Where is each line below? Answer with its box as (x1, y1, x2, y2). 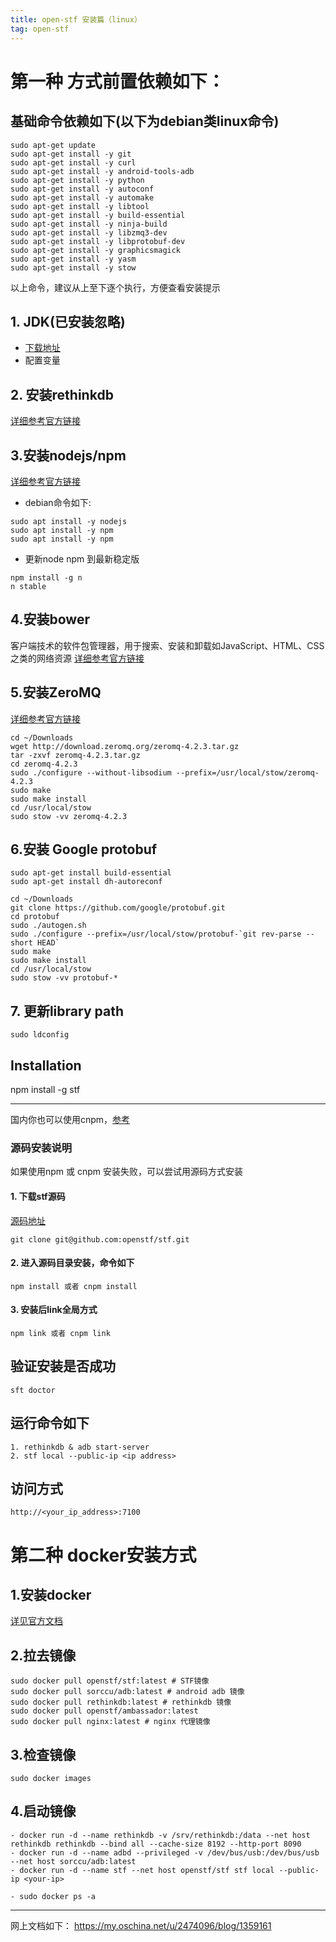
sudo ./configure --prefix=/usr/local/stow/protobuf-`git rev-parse (10, 929, 302, 940)
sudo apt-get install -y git (10, 149, 132, 159)
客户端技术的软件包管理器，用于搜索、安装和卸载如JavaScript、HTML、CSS (10, 639, 325, 651)
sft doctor (10, 1385, 56, 1395)
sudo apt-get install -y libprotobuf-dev (10, 236, 186, 246)
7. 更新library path (10, 1002, 124, 1020)
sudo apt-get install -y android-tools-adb (10, 166, 195, 176)
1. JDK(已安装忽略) (10, 313, 126, 330)
